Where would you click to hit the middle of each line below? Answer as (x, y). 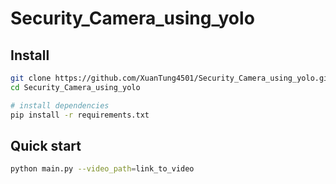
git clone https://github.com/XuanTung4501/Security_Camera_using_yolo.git (171, 78)
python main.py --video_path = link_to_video (102, 169)
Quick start (46, 145)
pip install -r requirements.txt (80, 115)
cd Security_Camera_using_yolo (75, 87)
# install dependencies (60, 105)
